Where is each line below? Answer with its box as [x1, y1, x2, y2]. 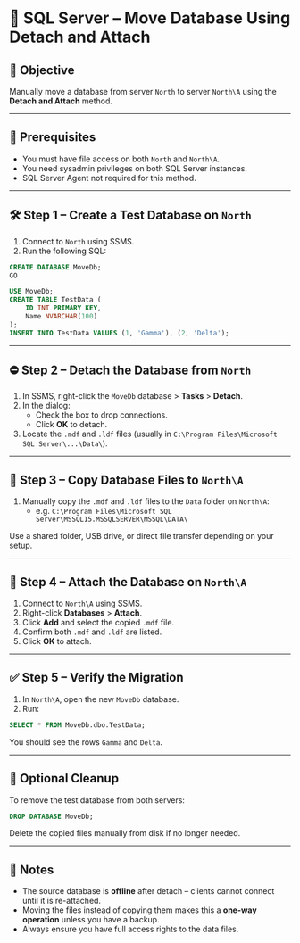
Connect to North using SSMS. [21, 236, 135, 246]
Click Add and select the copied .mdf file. [21, 617, 175, 628]
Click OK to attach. [21, 636, 92, 647]
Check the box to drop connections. [35, 409, 168, 420]
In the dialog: [21, 401, 71, 411]
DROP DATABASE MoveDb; [9, 812, 94, 821]
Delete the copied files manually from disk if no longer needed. [9, 828, 241, 839]
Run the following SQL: [21, 245, 107, 256]
